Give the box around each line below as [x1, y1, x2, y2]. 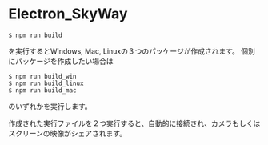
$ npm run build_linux [8, 79, 84, 87]
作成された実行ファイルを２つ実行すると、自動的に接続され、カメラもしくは [8, 118, 261, 128]
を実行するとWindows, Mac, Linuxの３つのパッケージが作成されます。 [8, 46, 240, 56]
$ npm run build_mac [8, 86, 78, 95]
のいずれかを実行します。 [8, 101, 92, 111]
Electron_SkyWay [8, 5, 128, 23]
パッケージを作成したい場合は [14, 56, 114, 66]
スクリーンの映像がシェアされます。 [8, 128, 126, 138]
